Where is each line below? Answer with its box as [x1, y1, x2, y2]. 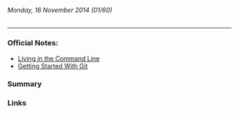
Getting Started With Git [17, 61, 88, 70]
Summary [7, 79, 43, 89]
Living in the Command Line [17, 54, 100, 63]
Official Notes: [7, 38, 59, 48]
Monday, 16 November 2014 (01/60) [7, 6, 112, 14]
